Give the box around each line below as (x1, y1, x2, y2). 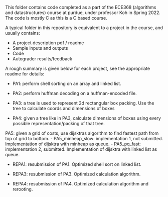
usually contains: (5, 30, 40, 36)
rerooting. (12, 186, 33, 192)
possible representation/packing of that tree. (12, 121, 105, 126)
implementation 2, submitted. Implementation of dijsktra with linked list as (5, 146, 157, 152)
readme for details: (5, 71, 44, 77)
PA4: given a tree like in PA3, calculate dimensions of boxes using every (12, 115, 161, 121)
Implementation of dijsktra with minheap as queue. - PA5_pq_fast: (5, 141, 141, 147)
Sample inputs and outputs (12, 45, 68, 51)
